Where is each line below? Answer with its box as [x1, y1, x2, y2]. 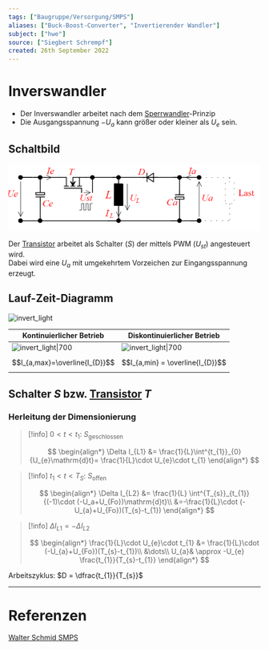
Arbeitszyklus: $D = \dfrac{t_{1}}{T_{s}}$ [8, 571, 144, 580]
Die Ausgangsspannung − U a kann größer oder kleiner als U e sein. [19, 117, 238, 128]
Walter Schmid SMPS [8, 633, 78, 643]
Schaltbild [8, 143, 60, 156]
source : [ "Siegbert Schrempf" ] [8, 38, 113, 46]
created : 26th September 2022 [8, 46, 110, 55]
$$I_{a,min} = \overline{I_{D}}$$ [121, 357, 227, 367]
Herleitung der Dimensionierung [8, 411, 137, 422]
